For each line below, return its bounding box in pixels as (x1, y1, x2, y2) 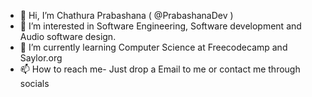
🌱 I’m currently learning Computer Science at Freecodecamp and (19, 41, 288, 53)
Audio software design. (19, 31, 117, 42)
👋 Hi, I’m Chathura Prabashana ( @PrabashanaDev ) (19, 10, 234, 21)
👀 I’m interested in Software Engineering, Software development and (19, 20, 302, 32)
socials (19, 78, 50, 89)
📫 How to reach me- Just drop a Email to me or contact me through (19, 63, 301, 75)
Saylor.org (19, 52, 63, 64)
